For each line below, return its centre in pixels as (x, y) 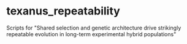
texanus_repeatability (63, 11)
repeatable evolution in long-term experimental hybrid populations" (91, 34)
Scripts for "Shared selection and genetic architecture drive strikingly (94, 28)
